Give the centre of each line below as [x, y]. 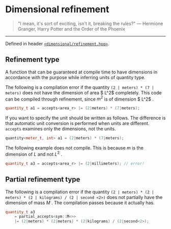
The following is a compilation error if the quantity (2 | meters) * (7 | [80, 87]
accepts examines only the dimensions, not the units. [61, 129]
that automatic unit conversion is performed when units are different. [77, 123]
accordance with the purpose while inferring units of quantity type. [76, 77]
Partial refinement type [43, 180]
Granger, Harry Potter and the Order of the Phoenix [72, 29]
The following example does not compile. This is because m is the [74, 148]
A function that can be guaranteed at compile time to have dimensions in [81, 72]
